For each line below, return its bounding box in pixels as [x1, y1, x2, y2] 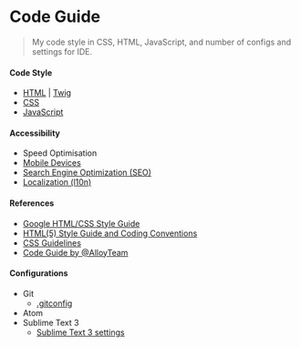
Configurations [9, 268, 68, 279]
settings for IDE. [31, 46, 93, 56]
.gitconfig [36, 298, 73, 309]
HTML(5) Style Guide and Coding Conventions [22, 228, 198, 239]
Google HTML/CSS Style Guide [22, 218, 140, 229]
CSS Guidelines [22, 237, 82, 248]
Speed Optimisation [22, 148, 98, 158]
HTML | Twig [22, 87, 71, 98]
